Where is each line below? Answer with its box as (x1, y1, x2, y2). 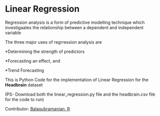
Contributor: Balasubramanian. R (5, 106, 70, 112)
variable (5, 30, 21, 35)
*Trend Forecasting (5, 67, 45, 73)
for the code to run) (5, 96, 45, 102)
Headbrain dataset (5, 82, 43, 88)
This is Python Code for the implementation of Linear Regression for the (5, 77, 149, 83)
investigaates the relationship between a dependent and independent (5, 24, 144, 30)
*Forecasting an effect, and (5, 58, 61, 64)
